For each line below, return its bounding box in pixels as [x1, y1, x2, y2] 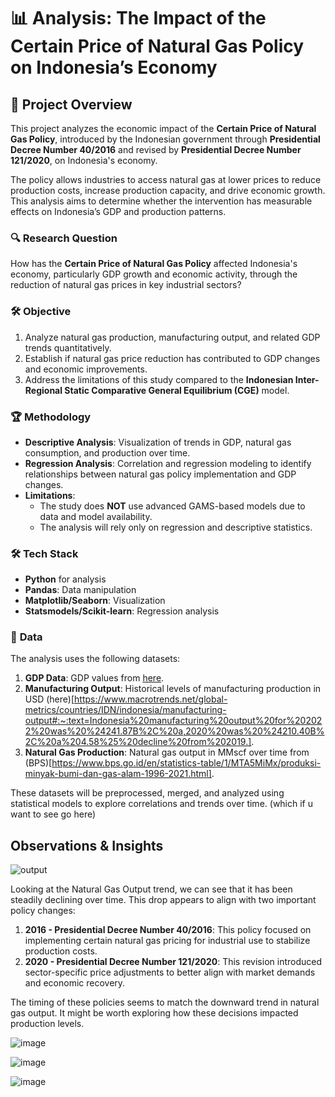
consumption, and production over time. [24, 446, 191, 459]
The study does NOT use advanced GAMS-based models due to [39, 500, 306, 512]
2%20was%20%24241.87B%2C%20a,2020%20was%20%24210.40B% [24, 725, 325, 737]
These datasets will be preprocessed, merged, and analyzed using [10, 787, 285, 799]
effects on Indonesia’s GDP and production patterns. [10, 206, 227, 217]
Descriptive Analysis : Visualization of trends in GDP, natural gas [24, 436, 292, 448]
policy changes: [10, 905, 76, 917]
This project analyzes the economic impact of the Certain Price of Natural [10, 123, 317, 134]
